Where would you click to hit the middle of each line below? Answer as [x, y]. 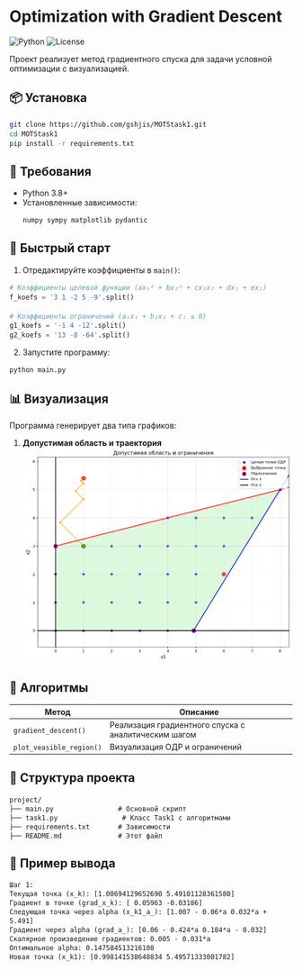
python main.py [38, 370]
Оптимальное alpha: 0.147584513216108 [82, 948]
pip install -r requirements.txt [72, 143]
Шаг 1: [22, 885]
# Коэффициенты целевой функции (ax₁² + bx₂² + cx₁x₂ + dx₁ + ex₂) [138, 287]
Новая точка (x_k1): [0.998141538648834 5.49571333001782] [122, 957]
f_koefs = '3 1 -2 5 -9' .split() [72, 297]
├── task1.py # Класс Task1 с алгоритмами [120, 818]
